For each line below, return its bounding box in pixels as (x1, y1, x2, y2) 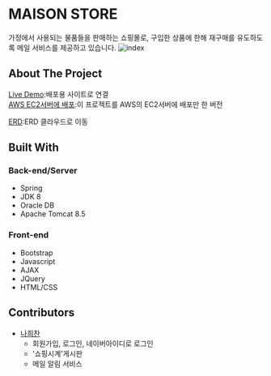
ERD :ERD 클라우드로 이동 (8, 117, 89, 126)
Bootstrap (19, 248, 53, 258)
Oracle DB (19, 200, 55, 211)
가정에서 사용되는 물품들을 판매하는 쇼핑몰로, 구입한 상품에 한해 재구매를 (8, 32, 235, 42)
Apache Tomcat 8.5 (19, 209, 87, 219)
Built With (8, 141, 59, 155)
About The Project (8, 66, 103, 81)
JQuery (19, 273, 46, 284)
